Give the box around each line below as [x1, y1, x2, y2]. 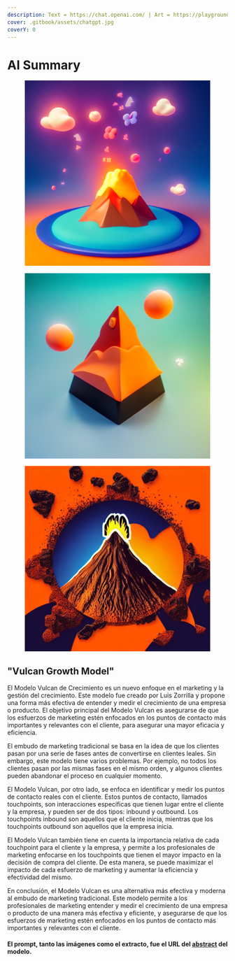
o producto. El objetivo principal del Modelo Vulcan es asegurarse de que [7, 706, 219, 715]
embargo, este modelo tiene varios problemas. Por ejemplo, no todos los [7, 757, 217, 765]
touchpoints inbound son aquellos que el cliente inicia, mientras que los [7, 815, 213, 823]
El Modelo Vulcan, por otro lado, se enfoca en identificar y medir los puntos [7, 785, 225, 794]
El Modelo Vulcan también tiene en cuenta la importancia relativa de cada [7, 836, 220, 844]
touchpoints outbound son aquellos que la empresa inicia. [7, 823, 174, 831]
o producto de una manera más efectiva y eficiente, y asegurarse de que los [7, 909, 227, 918]
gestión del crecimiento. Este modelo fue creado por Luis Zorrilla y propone [7, 691, 225, 699]
